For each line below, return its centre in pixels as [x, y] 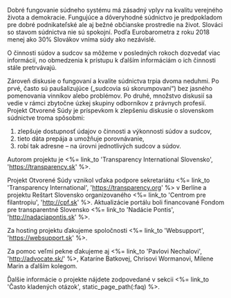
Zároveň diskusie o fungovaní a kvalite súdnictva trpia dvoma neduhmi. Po [113, 81]
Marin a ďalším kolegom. [43, 266]
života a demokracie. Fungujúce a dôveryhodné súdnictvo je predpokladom [115, 17]
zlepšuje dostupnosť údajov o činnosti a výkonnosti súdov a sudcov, [114, 131]
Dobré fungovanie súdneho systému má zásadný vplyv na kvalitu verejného [115, 10]
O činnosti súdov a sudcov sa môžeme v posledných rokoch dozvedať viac [114, 53]
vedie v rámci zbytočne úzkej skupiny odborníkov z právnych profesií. [107, 103]
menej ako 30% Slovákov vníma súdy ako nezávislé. [82, 40]
